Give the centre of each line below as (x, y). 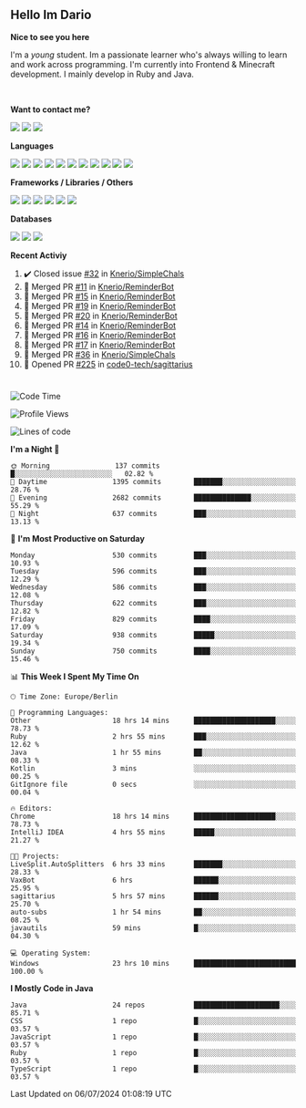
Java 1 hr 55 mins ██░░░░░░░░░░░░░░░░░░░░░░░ (153, 752)
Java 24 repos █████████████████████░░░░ (153, 1005)
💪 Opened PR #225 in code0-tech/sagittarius (108, 364)
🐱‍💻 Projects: (35, 856)
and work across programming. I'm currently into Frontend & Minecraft (143, 64)
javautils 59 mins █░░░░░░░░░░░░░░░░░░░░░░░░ (153, 928)
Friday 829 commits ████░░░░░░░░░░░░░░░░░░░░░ (153, 619)
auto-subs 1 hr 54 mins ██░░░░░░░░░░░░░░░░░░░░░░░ (153, 912)
